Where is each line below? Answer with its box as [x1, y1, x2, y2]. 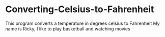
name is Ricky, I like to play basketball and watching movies [5, 25, 131, 31]
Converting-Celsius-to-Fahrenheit [5, 4, 154, 15]
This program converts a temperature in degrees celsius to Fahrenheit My [5, 20, 160, 26]
